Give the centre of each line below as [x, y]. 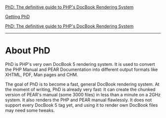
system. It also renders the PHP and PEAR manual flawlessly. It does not [79, 100]
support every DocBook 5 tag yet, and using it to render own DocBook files [82, 105]
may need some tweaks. [30, 110]
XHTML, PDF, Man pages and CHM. [41, 74]
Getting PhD [18, 16]
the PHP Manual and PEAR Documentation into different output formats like [82, 69]
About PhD [28, 51]
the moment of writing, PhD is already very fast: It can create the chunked [80, 89]
